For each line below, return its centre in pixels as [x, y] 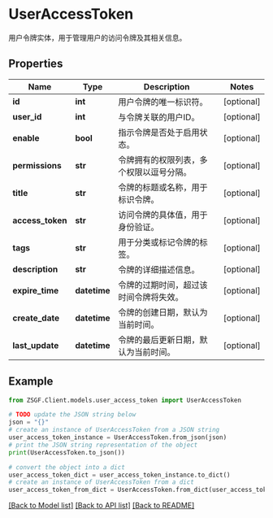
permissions [37, 165]
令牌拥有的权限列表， [159, 159]
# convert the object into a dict [67, 467]
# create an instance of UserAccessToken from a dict [102, 482]
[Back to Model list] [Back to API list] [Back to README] [102, 506]
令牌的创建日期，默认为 [163, 312]
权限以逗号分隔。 [159, 172]
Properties [36, 64]
